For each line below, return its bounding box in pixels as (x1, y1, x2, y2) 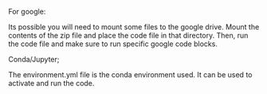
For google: (8, 7, 46, 16)
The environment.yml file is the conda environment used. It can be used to (8, 70, 253, 79)
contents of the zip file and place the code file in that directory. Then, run (8, 31, 249, 40)
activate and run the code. (8, 79, 95, 88)
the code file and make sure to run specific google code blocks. (8, 39, 218, 49)
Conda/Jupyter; (8, 55, 60, 64)
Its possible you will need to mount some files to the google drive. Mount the (8, 22, 260, 31)
